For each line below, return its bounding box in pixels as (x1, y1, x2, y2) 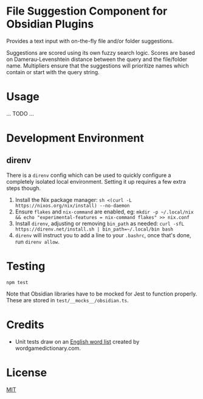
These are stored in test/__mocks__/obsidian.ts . (6, 296, 129, 304)
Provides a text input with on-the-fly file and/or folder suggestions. (6, 37, 174, 44)
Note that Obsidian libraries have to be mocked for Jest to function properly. (6, 290, 198, 297)
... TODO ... (6, 109, 35, 117)
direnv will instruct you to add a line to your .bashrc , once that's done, (15, 231, 191, 238)
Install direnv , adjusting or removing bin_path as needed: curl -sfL (15, 220, 184, 227)
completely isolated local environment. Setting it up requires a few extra (6, 178, 187, 185)
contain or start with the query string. (6, 68, 100, 75)
